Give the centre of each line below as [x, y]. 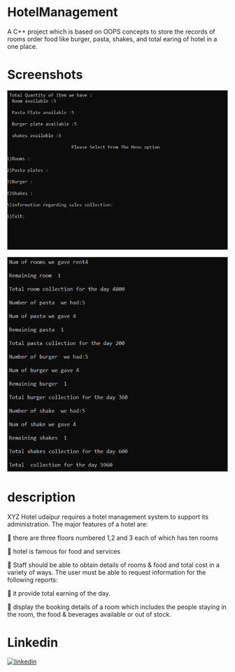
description [41, 497]
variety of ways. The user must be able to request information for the [107, 572]
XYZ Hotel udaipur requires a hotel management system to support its [108, 517]
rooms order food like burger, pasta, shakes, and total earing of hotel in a [112, 38]
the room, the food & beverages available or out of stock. [89, 614]
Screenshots [45, 75]
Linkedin [33, 642]
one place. [22, 46]
